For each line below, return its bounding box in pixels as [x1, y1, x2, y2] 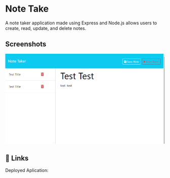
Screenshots [5, 40, 47, 49]
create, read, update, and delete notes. [5, 25, 87, 31]
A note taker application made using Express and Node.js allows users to [5, 20, 157, 26]
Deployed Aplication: [5, 167, 49, 173]
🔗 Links [5, 154, 29, 162]
